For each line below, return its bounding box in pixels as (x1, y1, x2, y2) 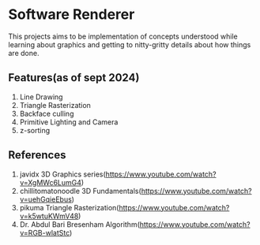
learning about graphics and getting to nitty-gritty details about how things (8, 39, 251, 49)
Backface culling (19, 109, 74, 118)
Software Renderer (8, 6, 135, 24)
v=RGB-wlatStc (19, 228, 70, 237)
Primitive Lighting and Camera (19, 117, 119, 127)
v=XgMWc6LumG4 (19, 177, 81, 187)
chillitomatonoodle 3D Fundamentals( (19, 186, 142, 195)
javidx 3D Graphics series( (19, 169, 107, 179)
